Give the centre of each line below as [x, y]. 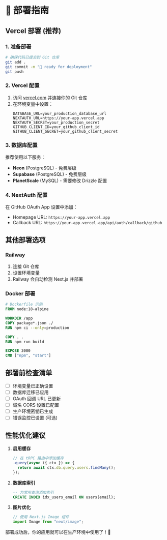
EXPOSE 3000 [18, 351]
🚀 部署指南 [27, 10]
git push [15, 72]
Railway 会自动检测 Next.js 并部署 [48, 279]
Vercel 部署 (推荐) [33, 31]
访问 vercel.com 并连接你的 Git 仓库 [50, 98]
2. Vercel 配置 [22, 85]
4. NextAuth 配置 [26, 195]
